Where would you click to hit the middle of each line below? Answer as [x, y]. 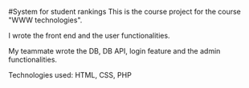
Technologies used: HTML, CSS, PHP [70, 75]
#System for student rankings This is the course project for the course [124, 12]
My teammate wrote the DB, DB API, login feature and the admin [114, 51]
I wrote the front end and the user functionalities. [89, 36]
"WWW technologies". [45, 20]
